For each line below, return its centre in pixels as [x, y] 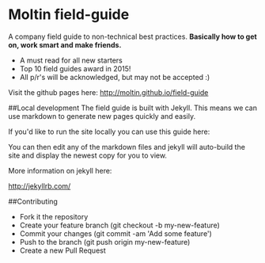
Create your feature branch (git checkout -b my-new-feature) [119, 225]
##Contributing [33, 201]
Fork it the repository [54, 216]
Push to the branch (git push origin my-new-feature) [105, 242]
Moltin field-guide [69, 15]
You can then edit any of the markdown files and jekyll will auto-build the [127, 147]
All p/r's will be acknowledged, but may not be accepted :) [115, 77]
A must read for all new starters [71, 60]
